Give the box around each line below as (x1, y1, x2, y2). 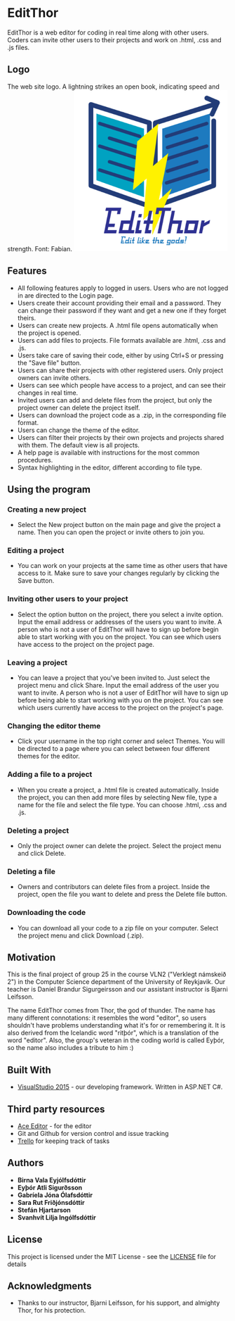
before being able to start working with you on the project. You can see (17, 696, 223, 704)
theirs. (17, 313, 36, 322)
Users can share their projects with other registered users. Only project (17, 366, 224, 374)
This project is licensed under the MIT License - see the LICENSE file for (7, 1252, 216, 1260)
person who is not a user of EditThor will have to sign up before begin (17, 625, 219, 633)
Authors (7, 1157, 44, 1169)
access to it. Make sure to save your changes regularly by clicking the (17, 569, 220, 578)
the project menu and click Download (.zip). (17, 931, 144, 940)
